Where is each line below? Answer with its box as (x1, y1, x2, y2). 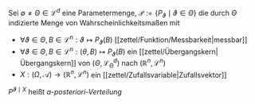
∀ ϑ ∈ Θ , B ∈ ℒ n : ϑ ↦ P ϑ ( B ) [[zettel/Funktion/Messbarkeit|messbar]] (19, 33, 248, 46)
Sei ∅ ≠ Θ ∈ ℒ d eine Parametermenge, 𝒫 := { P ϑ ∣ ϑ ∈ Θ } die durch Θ (8, 7, 237, 19)
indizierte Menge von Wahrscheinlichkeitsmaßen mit (8, 18, 181, 28)
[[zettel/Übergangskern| (139, 47, 218, 56)
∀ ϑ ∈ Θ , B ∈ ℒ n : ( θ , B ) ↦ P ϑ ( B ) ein (19, 45, 138, 58)
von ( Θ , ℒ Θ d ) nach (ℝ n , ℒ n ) (78, 57, 166, 70)
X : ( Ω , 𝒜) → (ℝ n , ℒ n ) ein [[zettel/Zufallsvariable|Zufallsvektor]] (19, 68, 227, 79)
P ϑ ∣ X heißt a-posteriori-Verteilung (8, 86, 122, 97)
